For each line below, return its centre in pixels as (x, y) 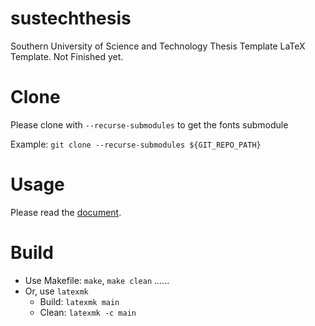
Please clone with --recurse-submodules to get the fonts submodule (149, 124)
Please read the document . (66, 212)
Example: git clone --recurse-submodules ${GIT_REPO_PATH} (136, 144)
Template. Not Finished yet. (67, 56)
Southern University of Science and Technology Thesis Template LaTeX (158, 46)
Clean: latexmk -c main (88, 312)
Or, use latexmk (56, 291)
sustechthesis (71, 18)
